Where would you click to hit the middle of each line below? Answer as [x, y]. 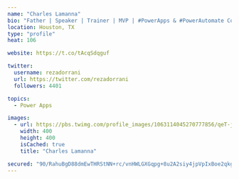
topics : [19, 99]
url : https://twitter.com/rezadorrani [71, 79]
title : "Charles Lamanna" [59, 151]
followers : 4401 [38, 86]
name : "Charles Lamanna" [44, 14]
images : [19, 118]
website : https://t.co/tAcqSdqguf [59, 53]
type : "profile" [31, 34]
